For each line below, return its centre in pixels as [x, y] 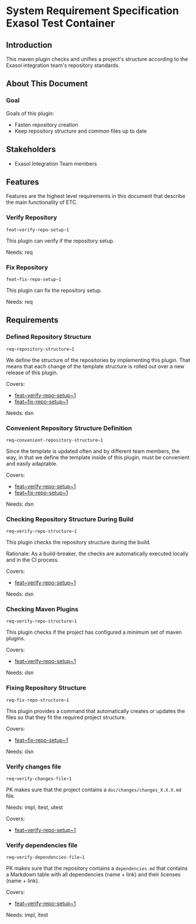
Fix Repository [27, 267]
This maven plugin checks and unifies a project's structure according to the [97, 59]
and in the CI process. [33, 560]
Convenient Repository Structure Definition [69, 428]
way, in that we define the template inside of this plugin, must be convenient [98, 457]
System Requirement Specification [93, 11]
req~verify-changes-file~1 [39, 779]
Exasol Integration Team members [56, 163]
